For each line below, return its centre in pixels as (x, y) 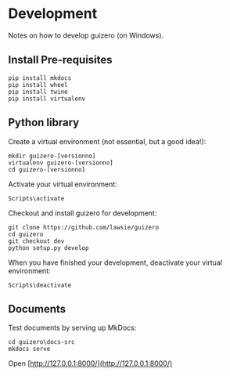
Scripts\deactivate (40, 285)
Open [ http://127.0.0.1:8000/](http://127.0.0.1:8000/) (90, 363)
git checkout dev (36, 241)
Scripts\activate (36, 198)
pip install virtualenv (47, 99)
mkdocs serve (29, 349)
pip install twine (38, 92)
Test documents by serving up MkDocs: (72, 328)
